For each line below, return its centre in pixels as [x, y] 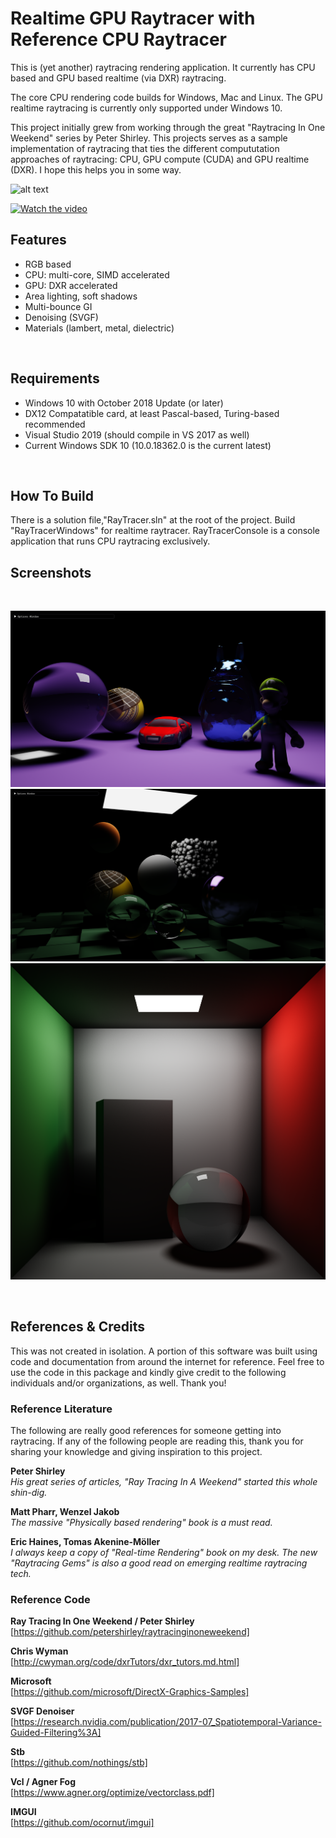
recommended [55, 424]
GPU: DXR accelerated [71, 285]
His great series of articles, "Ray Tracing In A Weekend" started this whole [164, 1481]
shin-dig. [29, 1492]
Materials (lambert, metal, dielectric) [99, 328]
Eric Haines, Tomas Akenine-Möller [85, 1541]
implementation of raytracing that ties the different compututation [145, 148]
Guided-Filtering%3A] [56, 1733]
